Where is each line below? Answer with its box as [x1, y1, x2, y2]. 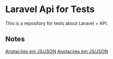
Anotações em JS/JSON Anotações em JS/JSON [5, 48, 108, 54]
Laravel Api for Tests [5, 4, 95, 15]
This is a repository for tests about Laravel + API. [5, 20, 108, 26]
